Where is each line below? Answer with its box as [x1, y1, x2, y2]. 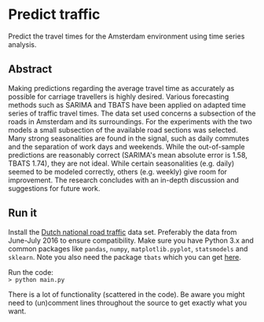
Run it [8, 207, 38, 220]
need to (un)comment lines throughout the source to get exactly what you [8, 298, 247, 307]
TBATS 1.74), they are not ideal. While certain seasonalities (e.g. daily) [8, 159, 234, 168]
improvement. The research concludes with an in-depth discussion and [8, 175, 240, 185]
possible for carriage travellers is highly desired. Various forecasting [8, 92, 229, 101]
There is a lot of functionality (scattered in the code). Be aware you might [8, 289, 245, 299]
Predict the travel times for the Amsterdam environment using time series [8, 31, 245, 41]
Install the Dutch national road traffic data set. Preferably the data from [8, 227, 237, 236]
